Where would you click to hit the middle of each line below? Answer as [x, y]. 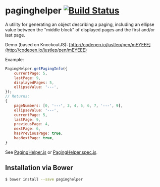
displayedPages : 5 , [34, 83]
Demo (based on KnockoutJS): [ [38, 44]
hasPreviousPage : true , [39, 134]
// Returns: [17, 96]
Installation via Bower [39, 168]
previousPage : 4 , [32, 124]
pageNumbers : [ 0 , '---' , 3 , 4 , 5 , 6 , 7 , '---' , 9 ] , [68, 105]
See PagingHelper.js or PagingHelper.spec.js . [52, 152]
